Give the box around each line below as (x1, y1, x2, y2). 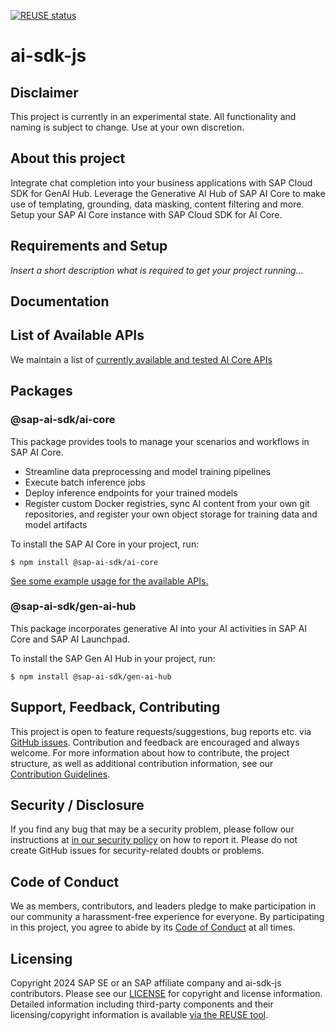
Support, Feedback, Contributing (10, 699, 221, 716)
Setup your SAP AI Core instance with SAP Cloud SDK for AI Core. (10, 208, 283, 220)
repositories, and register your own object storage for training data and (24, 508, 318, 520)
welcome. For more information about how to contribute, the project (10, 746, 290, 759)
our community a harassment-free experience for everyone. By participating (10, 911, 325, 923)
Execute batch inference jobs (24, 476, 146, 488)
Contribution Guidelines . (10, 768, 111, 780)
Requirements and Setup (10, 238, 168, 255)
